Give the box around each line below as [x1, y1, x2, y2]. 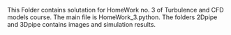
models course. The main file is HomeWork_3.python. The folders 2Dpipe [7, 13, 218, 21]
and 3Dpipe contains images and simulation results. [7, 21, 156, 28]
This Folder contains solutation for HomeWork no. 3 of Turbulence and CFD [7, 6, 225, 14]
